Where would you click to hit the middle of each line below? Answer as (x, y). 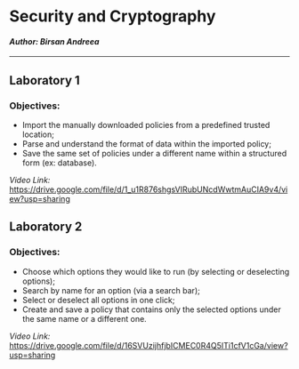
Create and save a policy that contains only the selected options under (152, 309)
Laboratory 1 (44, 80)
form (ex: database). (60, 163)
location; (38, 134)
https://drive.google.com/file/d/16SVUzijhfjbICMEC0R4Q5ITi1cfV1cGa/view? (149, 345)
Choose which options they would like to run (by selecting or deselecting (156, 271)
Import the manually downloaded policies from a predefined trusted (146, 125)
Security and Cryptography (113, 16)
